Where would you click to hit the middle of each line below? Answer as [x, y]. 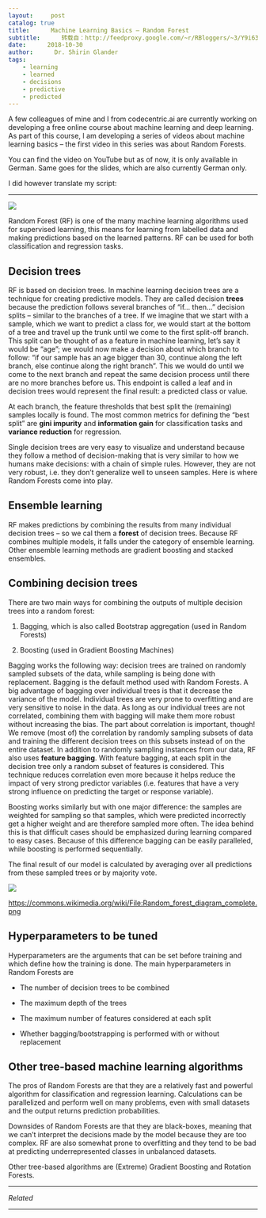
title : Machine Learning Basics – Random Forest [99, 30]
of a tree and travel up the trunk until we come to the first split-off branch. [129, 333]
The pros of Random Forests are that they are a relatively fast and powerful [131, 1086]
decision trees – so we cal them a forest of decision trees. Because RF [123, 533]
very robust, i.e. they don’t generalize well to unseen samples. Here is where [133, 473]
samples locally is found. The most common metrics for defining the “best [129, 415]
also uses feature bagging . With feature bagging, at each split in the [120, 758]
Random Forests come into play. [61, 481]
